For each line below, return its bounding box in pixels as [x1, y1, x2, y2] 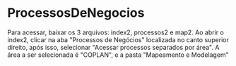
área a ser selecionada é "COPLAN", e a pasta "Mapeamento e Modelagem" [7, 51, 230, 59]
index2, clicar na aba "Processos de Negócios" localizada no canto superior [7, 35, 230, 44]
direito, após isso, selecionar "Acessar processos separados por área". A [7, 43, 220, 51]
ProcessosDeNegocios [7, 5, 145, 21]
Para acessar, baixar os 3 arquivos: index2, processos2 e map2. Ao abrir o [7, 28, 224, 37]
